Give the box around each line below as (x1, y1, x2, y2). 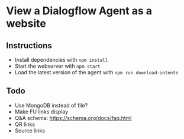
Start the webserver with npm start (14, 62, 101, 69)
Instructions (6, 40, 52, 50)
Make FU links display (14, 108, 69, 115)
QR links (14, 121, 35, 128)
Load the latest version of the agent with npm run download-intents (14, 69, 179, 75)
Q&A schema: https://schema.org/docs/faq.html (14, 114, 132, 121)
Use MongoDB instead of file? (14, 102, 88, 109)
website (6, 17, 46, 30)
